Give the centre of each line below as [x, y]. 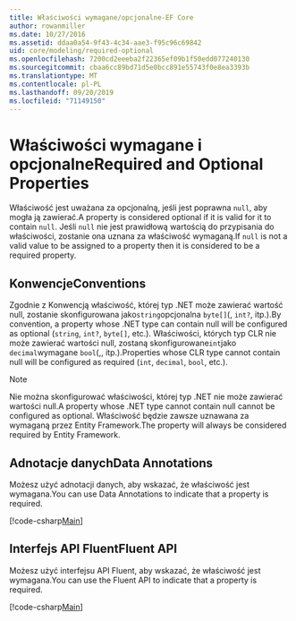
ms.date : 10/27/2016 [48, 34]
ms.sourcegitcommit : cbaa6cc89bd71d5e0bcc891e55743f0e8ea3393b [130, 68]
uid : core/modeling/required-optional [81, 51]
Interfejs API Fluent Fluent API [93, 549]
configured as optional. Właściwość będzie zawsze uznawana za [129, 416]
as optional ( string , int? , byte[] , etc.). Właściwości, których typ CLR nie [143, 334]
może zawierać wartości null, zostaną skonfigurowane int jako [123, 343]
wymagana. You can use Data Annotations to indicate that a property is [139, 494]
